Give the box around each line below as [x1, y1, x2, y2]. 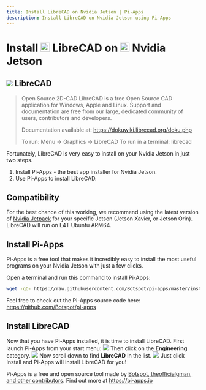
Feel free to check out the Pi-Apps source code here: [6, 297, 141, 304]
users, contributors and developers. [21, 114, 112, 121]
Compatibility [6, 192, 59, 203]
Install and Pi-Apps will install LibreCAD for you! [6, 358, 127, 366]
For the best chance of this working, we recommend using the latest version [6, 209, 199, 216]
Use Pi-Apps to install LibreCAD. [15, 174, 97, 182]
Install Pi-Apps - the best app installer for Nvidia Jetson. [15, 168, 158, 175]
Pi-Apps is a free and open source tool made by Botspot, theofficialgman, [6, 370, 192, 377]
